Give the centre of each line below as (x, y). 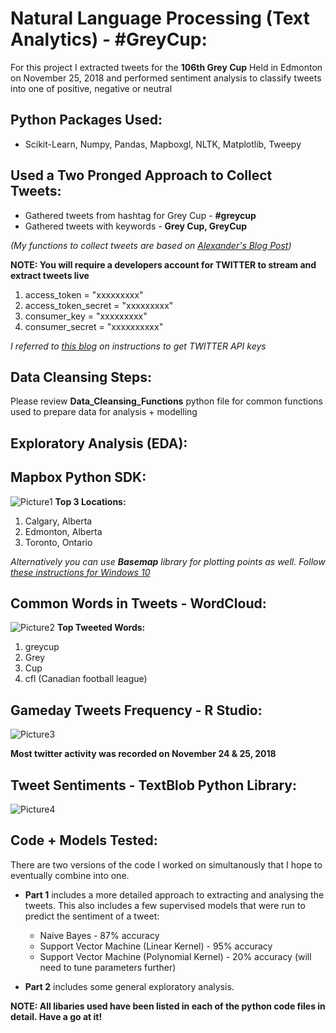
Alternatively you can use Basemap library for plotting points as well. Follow (168, 561)
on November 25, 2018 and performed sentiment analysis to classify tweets (166, 78)
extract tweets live (50, 275)
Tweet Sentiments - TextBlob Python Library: (153, 785)
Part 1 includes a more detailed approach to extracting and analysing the (174, 894)
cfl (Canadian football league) (86, 679)
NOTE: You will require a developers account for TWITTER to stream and (163, 264)
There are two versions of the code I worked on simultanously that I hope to (166, 864)
